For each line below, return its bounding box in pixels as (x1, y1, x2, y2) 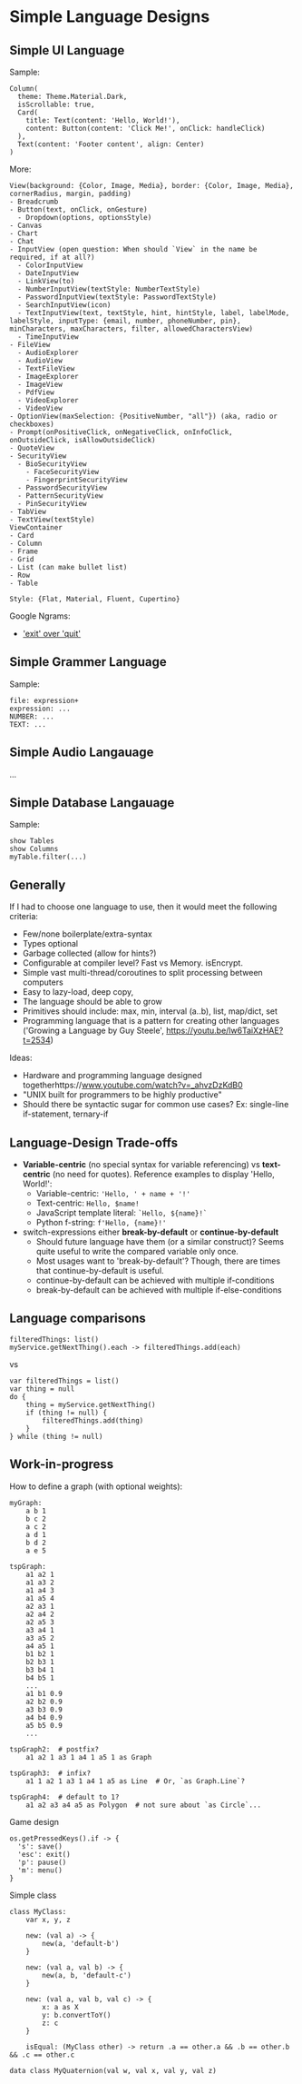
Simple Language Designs (9, 6, 210, 27)
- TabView (9, 507, 47, 516)
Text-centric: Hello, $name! (35, 1197, 140, 1209)
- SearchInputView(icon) (17, 301, 112, 310)
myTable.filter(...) (9, 852, 88, 862)
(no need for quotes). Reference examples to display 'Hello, (52, 1169, 275, 1180)
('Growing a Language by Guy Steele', (22, 1025, 165, 1037)
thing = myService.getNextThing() (25, 1400, 156, 1409)
